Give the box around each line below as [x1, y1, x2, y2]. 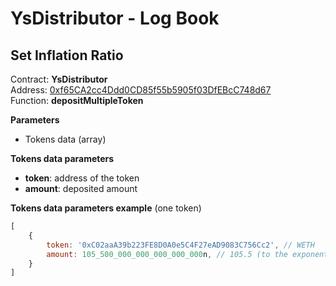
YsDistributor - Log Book [10, 7, 220, 30]
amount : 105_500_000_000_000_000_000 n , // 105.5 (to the [46, 249, 288, 259]
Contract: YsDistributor [10, 73, 108, 85]
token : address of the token [24, 172, 140, 184]
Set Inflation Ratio [10, 47, 124, 64]
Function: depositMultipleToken [10, 95, 144, 106]
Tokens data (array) [24, 133, 107, 145]
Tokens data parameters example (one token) [10, 202, 202, 214]
